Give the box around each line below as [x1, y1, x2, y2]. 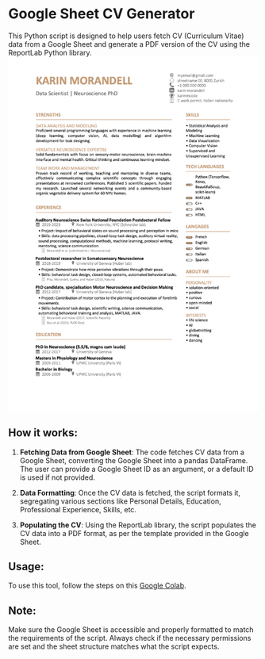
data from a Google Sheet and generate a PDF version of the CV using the [8, 39, 251, 48]
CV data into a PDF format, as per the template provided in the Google [19, 528, 249, 538]
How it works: [8, 426, 78, 440]
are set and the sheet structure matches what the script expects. [8, 642, 220, 651]
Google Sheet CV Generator [8, 5, 195, 23]
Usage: [8, 560, 45, 573]
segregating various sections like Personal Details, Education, [19, 496, 221, 506]
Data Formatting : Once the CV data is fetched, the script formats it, [19, 488, 240, 497]
